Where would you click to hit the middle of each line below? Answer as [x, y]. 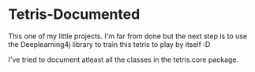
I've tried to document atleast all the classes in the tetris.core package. [124, 59]
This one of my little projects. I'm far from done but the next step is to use [128, 36]
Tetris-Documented [74, 14]
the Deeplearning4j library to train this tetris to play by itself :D [109, 44]
